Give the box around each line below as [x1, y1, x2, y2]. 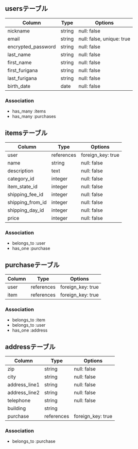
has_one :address [12, 327, 48, 333]
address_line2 [7, 389, 40, 396]
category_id [7, 175, 34, 182]
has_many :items [12, 108, 46, 114]
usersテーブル [5, 4, 48, 13]
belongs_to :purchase [12, 438, 56, 444]
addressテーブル [5, 343, 56, 351]
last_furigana [7, 75, 37, 82]
